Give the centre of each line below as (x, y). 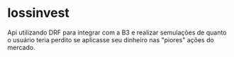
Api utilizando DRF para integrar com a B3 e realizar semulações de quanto (117, 32)
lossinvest (38, 13)
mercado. (21, 47)
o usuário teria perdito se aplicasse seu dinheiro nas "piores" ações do (111, 39)
